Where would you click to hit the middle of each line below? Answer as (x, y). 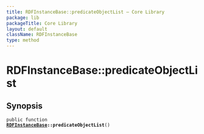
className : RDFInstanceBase (42, 35)
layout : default (27, 29)
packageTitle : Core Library (42, 23)
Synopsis (24, 106)
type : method (23, 40)
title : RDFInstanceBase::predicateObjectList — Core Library (86, 12)
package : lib (23, 18)
